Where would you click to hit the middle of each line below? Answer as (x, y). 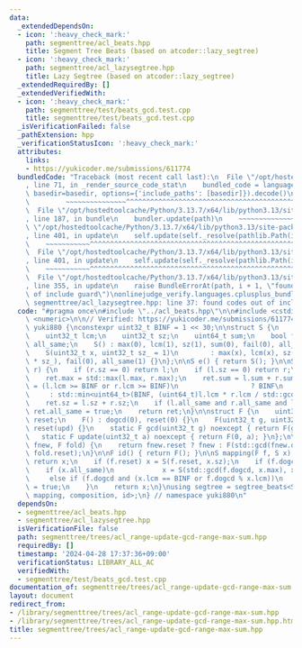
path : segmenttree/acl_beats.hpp (88, 43)
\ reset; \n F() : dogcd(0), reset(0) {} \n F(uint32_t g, (147, 420)
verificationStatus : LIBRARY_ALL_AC (86, 562)
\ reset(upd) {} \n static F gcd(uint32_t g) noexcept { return (152, 428)
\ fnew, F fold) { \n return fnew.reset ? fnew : (124, 445)
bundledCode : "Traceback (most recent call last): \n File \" (136, 177)
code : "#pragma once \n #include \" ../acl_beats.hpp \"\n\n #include (142, 311)
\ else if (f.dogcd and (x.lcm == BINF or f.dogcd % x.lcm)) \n (154, 479)
